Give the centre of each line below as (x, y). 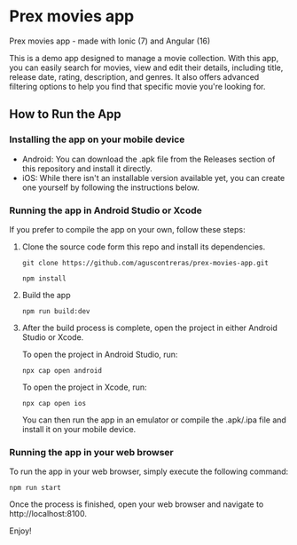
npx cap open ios (54, 403)
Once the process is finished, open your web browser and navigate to (137, 504)
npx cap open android (62, 370)
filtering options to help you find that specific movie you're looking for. (137, 86)
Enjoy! (21, 531)
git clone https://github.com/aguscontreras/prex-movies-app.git (145, 263)
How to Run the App (65, 114)
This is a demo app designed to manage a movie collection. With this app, (144, 58)
